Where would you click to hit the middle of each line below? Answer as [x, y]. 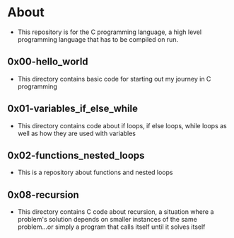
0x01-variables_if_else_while [73, 109]
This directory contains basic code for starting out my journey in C [114, 79]
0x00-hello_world [48, 62]
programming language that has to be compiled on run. [98, 39]
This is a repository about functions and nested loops [95, 172]
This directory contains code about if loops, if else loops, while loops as [122, 125]
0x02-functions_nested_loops [76, 155]
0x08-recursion [43, 194]
